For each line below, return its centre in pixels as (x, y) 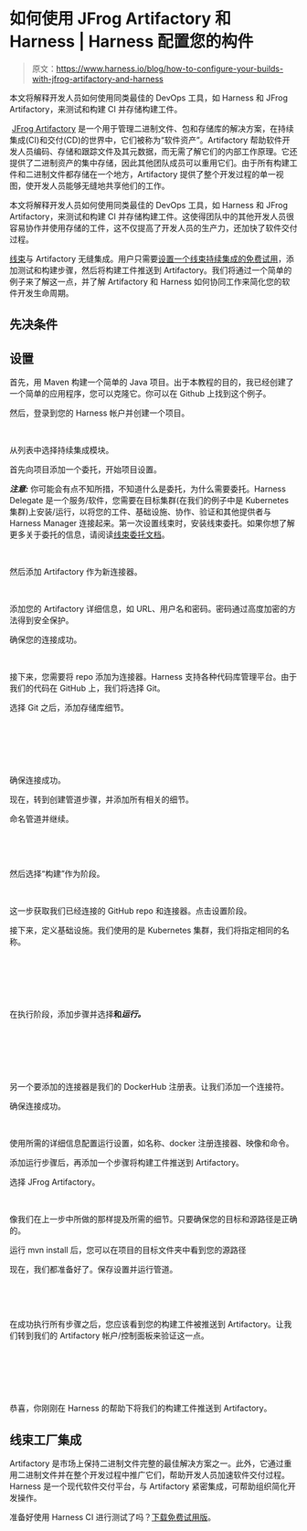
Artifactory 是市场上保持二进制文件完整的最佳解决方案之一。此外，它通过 (147, 1463)
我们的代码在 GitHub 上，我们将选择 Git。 (87, 688)
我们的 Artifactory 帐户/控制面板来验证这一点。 (122, 1336)
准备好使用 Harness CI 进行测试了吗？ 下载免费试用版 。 (113, 1516)
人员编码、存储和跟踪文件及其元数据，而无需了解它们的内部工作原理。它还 (157, 151)
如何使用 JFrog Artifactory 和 (120, 19)
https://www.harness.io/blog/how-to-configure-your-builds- (170, 69)
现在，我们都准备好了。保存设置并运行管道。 (94, 1270)
